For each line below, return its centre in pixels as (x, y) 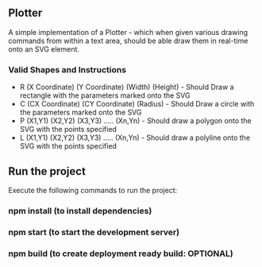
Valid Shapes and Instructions (67, 69)
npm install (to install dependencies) (80, 211)
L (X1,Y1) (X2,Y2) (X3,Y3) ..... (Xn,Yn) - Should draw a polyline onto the (135, 137)
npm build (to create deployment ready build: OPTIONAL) (121, 253)
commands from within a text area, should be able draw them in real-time (128, 41)
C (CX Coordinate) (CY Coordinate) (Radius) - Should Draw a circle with (137, 104)
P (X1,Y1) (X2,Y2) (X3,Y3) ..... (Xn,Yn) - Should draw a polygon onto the (135, 121)
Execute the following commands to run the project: (93, 190)
